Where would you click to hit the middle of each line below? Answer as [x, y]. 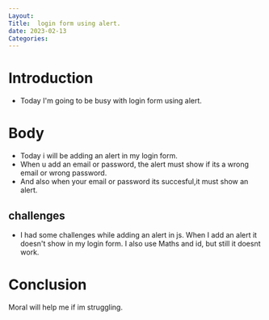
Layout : [21, 16]
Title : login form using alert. [65, 23]
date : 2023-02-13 [38, 31]
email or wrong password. [63, 173]
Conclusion [48, 285]
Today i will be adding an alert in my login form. [99, 156]
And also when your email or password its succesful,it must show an [134, 182]
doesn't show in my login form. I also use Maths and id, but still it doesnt [140, 243]
